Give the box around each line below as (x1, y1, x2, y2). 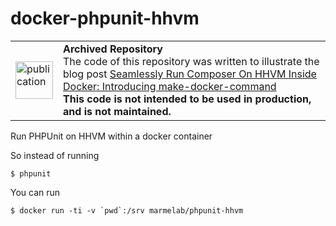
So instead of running (10, 149, 100, 161)
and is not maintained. (63, 104, 172, 118)
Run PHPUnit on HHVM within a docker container (10, 130, 213, 142)
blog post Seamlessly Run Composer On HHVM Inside (63, 67, 317, 81)
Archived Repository (63, 42, 163, 56)
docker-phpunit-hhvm (10, 7, 200, 30)
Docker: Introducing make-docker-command (63, 79, 277, 93)
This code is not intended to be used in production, (63, 92, 312, 106)
